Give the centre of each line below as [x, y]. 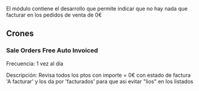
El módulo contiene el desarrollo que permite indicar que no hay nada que [97, 9]
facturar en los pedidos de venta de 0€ [54, 15]
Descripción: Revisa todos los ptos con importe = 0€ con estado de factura [98, 75]
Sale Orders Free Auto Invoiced [52, 51]
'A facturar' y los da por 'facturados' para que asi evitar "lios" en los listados [100, 81]
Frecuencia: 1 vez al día [35, 63]
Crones [20, 34]
